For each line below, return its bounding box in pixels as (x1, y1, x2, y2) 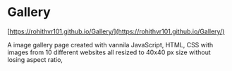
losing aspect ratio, (7, 55, 63, 63)
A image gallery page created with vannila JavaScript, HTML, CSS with (7, 40, 214, 49)
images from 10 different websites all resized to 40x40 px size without (7, 48, 212, 56)
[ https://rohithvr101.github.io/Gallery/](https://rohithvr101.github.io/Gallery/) (7, 27, 225, 35)
